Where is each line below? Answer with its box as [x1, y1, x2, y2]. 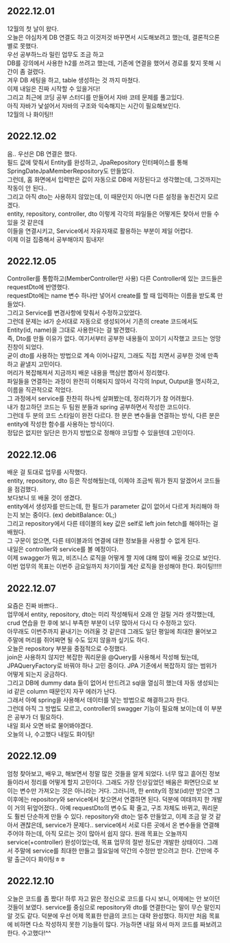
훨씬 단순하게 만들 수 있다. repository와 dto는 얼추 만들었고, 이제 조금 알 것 [14, 812, 214, 820]
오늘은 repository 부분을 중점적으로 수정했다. [7, 644, 128, 653]
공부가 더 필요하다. [14, 713, 64, 722]
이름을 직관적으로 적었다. [7, 386, 73, 394]
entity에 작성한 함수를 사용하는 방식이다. [7, 420, 115, 428]
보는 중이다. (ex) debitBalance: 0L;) [19, 511, 117, 519]
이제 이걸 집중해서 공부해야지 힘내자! [7, 235, 104, 243]
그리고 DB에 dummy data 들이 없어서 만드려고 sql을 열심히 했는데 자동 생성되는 [7, 678, 219, 687]
